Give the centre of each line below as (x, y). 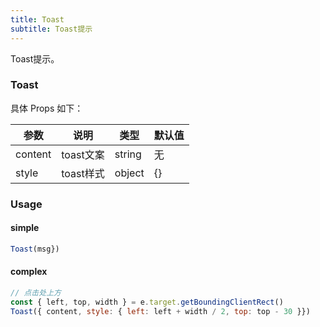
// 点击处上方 (36, 293)
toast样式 (83, 173)
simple (25, 228)
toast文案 (83, 154)
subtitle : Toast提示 (51, 29)
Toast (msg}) (35, 249)
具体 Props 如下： (47, 108)
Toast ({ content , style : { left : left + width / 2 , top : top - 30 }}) (160, 311)
